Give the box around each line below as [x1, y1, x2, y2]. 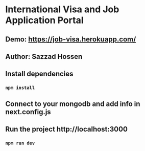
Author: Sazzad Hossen [5, 52, 83, 61]
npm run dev [5, 140, 35, 146]
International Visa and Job [5, 4, 119, 15]
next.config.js [5, 107, 51, 116]
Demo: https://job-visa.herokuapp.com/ [5, 35, 136, 44]
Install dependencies [5, 70, 74, 78]
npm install [5, 85, 35, 91]
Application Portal [5, 14, 84, 26]
